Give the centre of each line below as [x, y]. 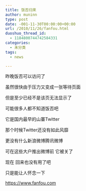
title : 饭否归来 [21, 10]
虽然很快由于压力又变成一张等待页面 [43, 87]
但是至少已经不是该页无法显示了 [38, 98]
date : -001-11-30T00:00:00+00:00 [40, 24]
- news [17, 57]
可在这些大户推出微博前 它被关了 [39, 152]
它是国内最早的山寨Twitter [32, 119]
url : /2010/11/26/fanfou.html [37, 29]
